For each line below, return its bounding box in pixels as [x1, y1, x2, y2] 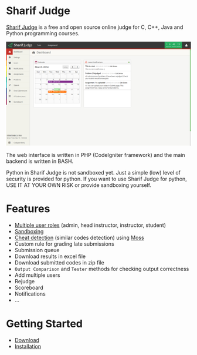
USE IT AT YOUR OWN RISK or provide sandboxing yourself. [6, 181, 151, 189]
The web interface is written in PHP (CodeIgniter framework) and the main [6, 151, 186, 158]
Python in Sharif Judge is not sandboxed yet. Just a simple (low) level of [6, 169, 181, 176]
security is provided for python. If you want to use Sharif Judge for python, [6, 175, 188, 182]
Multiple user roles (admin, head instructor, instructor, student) [14, 222, 166, 229]
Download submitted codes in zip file [14, 259, 104, 266]
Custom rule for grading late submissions [14, 240, 114, 247]
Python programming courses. [6, 29, 80, 36]
